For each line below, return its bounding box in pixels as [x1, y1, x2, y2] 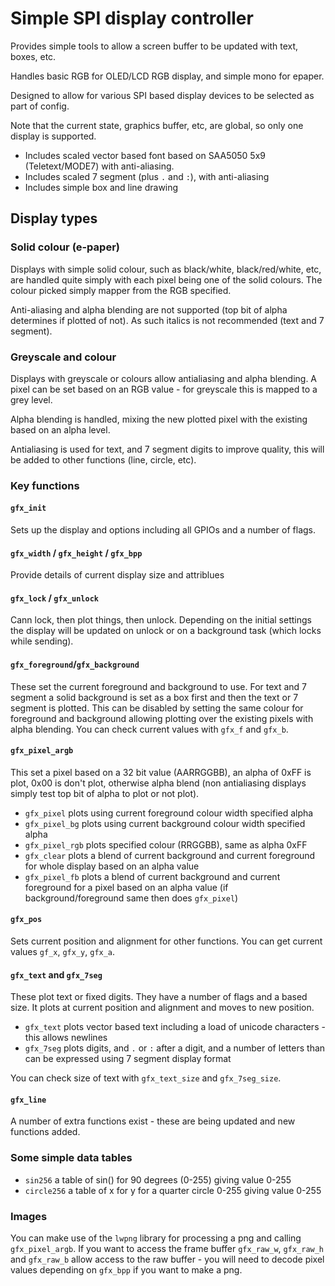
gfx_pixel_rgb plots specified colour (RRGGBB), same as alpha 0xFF [24, 838, 308, 851]
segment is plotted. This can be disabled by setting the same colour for [10, 702, 304, 714]
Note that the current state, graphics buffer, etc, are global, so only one [10, 119, 304, 131]
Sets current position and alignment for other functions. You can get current [10, 935, 323, 947]
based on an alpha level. [10, 423, 111, 436]
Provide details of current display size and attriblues [10, 569, 225, 581]
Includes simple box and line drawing [24, 181, 179, 193]
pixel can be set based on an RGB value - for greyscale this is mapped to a [10, 383, 318, 395]
